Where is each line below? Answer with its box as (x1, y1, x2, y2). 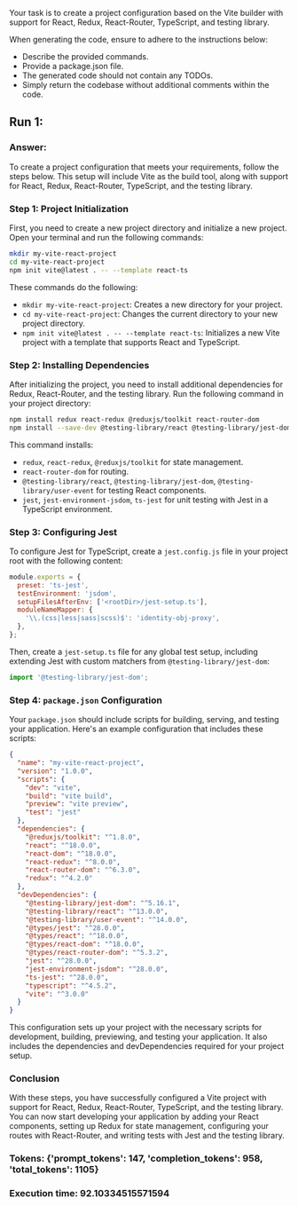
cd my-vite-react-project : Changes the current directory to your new (21, 308, 278, 319)
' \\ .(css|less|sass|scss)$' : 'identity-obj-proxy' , (25, 614, 220, 623)
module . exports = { (9, 572, 82, 581)
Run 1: (9, 114, 43, 130)
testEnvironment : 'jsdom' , (17, 589, 117, 598)
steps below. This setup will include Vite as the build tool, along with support (9, 170, 288, 181)
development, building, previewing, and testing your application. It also (9, 1031, 268, 1042)
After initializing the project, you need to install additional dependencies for (9, 379, 284, 390)
